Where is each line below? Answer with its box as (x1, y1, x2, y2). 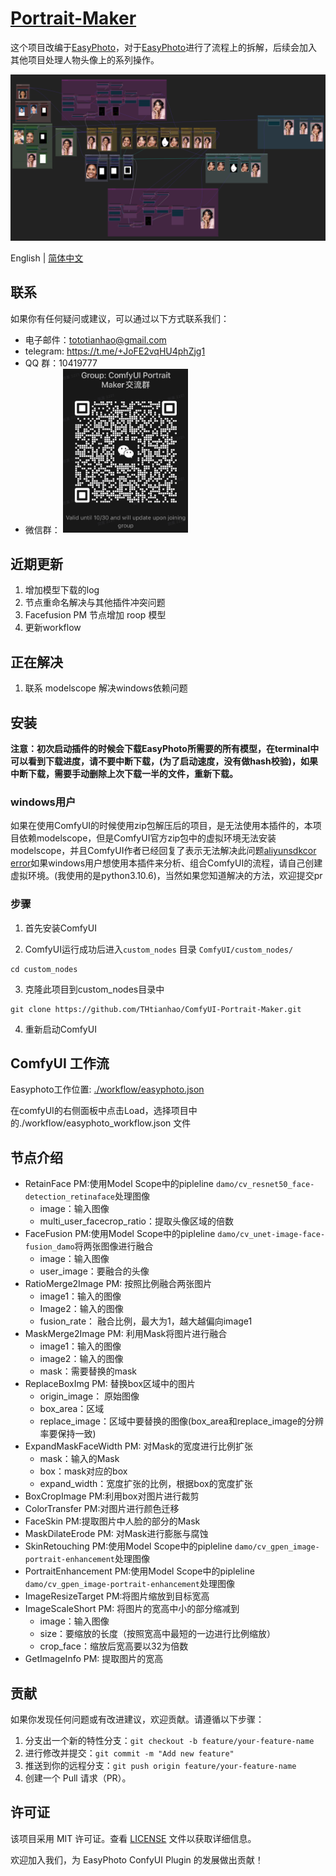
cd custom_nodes (10, 964, 78, 974)
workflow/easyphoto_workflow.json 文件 (24, 1117, 192, 1129)
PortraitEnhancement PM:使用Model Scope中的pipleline (24, 1565, 255, 1577)
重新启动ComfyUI (24, 1023, 97, 1035)
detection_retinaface (24, 1192, 115, 1202)
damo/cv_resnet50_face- (215, 1180, 315, 1190)
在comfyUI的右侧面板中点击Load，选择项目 (10, 1105, 189, 1117)
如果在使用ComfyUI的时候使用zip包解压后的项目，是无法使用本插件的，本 (10, 820, 313, 832)
